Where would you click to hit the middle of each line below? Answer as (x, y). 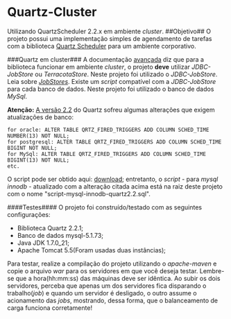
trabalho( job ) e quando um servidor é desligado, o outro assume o (102, 293)
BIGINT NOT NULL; (32, 148)
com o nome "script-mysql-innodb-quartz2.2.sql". (79, 193)
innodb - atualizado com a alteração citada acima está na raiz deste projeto (115, 186)
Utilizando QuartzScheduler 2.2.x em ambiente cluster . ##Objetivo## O (109, 31)
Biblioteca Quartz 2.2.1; (50, 228)
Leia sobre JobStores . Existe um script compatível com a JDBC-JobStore (112, 81)
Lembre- (212, 270)
